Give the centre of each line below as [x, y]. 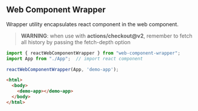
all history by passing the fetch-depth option [75, 42]
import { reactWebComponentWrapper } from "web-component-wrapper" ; [93, 53]
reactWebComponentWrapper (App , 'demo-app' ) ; [63, 69]
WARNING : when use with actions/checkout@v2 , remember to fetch [106, 36]
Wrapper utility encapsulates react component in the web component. [92, 24]
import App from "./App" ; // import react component [75, 58]
